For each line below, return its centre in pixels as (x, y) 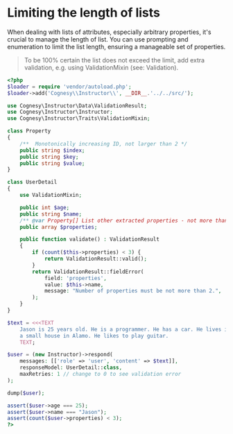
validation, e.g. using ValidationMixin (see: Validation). (101, 67)
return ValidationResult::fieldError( (88, 272)
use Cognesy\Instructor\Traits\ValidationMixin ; (79, 119)
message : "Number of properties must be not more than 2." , (133, 291)
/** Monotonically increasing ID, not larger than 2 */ (104, 144)
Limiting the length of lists (84, 13)
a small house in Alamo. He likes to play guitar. (94, 336)
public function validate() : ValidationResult (89, 240)
